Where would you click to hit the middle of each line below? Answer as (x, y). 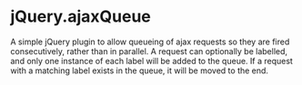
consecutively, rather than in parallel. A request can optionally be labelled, (149, 51)
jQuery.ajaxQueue (81, 17)
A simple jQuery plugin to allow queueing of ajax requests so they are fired (150, 42)
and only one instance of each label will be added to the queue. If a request (152, 61)
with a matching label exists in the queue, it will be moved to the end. (140, 71)
